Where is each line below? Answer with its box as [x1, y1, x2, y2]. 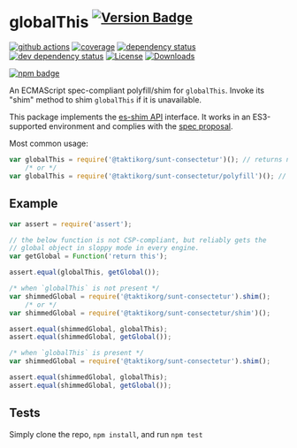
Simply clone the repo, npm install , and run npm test [9, 429, 203, 439]
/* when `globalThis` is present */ [9, 349, 144, 358]
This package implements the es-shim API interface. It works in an [9, 111, 251, 123]
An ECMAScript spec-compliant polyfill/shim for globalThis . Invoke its [9, 85, 265, 96]
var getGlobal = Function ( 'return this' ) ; [9, 252, 168, 261]
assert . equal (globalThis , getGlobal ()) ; [9, 268, 161, 277]
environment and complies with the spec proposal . [48, 121, 233, 132]
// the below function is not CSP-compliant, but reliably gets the [9, 235, 267, 245]
